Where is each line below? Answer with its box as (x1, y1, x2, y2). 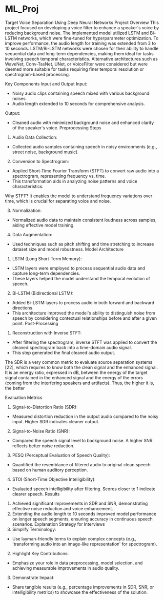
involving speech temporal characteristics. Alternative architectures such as (5, 56, 158, 62)
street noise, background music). (12, 149, 79, 155)
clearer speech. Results (12, 491, 60, 497)
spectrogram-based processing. (5, 71, 70, 77)
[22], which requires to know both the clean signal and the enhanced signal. (5, 364, 158, 370)
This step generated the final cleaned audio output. (12, 350, 116, 355)
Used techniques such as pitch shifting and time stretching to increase (12, 241, 154, 247)
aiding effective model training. (12, 222, 75, 228)
